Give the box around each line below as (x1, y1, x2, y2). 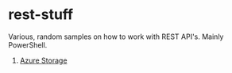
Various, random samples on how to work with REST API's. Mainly (8, 32, 224, 41)
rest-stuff (8, 6, 74, 24)
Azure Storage (19, 56, 68, 65)
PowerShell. (8, 40, 48, 49)
